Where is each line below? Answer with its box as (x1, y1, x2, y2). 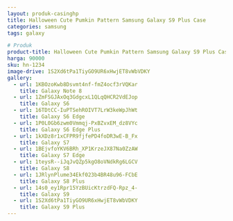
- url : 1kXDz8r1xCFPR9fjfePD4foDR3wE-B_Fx (13, 133, 138, 140)
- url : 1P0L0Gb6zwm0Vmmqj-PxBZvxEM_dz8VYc (13, 120, 138, 126)
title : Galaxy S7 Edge (19, 152, 85, 159)
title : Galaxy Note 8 (19, 88, 82, 95)
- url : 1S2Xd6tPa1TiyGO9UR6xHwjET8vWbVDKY (13, 197, 138, 204)
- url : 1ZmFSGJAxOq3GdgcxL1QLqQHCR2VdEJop (13, 94, 138, 101)
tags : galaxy (7, 29, 45, 37)
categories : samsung (7, 23, 67, 30)
